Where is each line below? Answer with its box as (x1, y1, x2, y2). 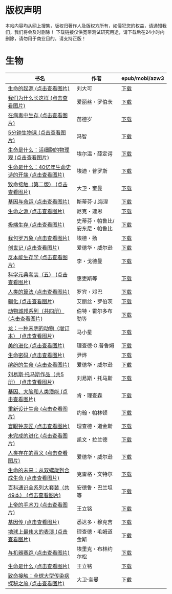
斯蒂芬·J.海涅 (76, 198, 109, 205)
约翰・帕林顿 (76, 409, 107, 416)
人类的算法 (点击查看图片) (8, 288, 70, 295)
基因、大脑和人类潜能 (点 (8, 388, 68, 395)
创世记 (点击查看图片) (8, 244, 60, 251)
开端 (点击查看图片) (18, 171, 65, 178)
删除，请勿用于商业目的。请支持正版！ (5, 35, 86, 41)
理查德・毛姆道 (76, 528, 113, 535)
